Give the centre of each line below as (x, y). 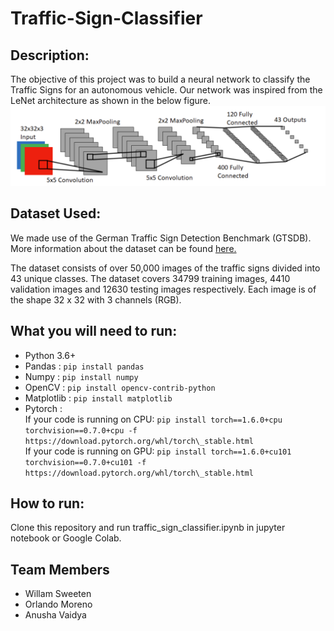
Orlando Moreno (58, 604)
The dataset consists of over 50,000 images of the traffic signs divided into (165, 268)
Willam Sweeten (58, 594)
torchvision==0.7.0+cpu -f (81, 430)
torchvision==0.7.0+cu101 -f (85, 462)
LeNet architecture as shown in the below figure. (111, 100)
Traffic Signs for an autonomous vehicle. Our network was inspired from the (166, 90)
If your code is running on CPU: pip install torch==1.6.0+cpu (153, 419)
